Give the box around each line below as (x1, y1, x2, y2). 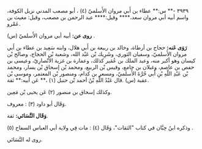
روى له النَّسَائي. (7, 136, 43, 143)
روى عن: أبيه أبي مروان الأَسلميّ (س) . (7, 32, 95, 39)
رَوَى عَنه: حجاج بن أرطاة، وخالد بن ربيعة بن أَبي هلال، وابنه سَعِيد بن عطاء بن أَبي (7, 44, 187, 51)
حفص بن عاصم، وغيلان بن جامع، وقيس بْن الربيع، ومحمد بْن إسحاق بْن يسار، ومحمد (7, 63, 195, 71)
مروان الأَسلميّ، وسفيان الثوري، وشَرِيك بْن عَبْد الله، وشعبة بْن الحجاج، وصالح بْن (7, 50, 187, 58)
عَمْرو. (7, 20, 21, 27)
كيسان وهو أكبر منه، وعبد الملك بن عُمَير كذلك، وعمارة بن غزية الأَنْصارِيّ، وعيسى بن (7, 57, 196, 64)
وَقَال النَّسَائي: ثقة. (7, 112, 48, 119)
